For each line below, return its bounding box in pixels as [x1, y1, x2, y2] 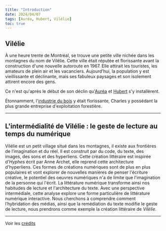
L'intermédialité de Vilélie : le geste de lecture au [5, 122, 158, 131]
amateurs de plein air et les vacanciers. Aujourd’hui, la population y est [5, 68, 149, 74]
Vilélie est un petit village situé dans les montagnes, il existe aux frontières [5, 143, 157, 149]
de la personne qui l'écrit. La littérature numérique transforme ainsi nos [5, 180, 150, 185]
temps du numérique [5, 130, 71, 139]
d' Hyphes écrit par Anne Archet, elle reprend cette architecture [5, 159, 134, 165]
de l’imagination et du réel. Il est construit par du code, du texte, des [5, 148, 144, 154]
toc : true [5, 21, 26, 26]
